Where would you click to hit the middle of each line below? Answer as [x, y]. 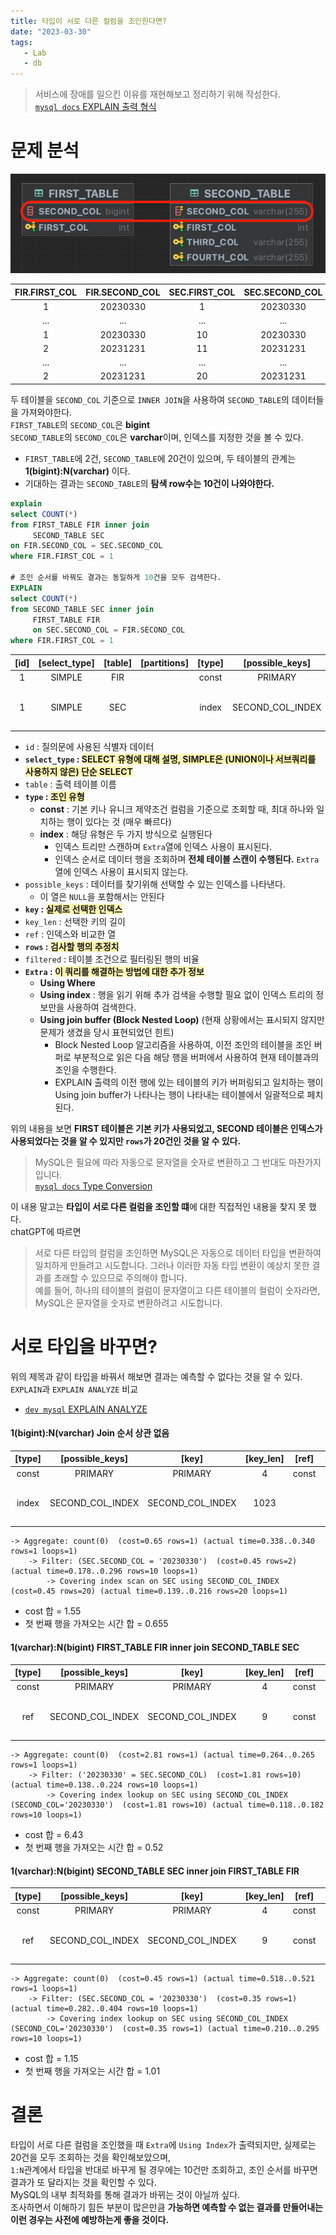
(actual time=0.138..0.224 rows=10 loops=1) [104, 1785]
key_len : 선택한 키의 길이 [75, 921]
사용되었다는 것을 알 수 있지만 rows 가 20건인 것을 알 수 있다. [126, 1141]
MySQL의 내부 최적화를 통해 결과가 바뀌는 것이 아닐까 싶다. [125, 2194]
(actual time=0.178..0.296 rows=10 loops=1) [104, 1571]
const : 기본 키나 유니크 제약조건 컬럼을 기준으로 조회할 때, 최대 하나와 [177, 809]
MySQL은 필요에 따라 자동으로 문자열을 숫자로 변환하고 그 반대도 [160, 1162]
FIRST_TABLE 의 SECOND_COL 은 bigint [80, 424]
